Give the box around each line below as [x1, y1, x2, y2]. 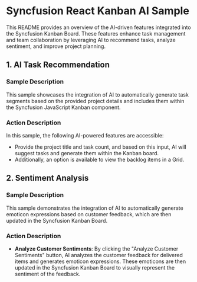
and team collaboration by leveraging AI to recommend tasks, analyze [6, 36, 176, 43]
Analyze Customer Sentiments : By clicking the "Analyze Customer [14, 245, 179, 252]
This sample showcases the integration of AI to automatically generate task [6, 91, 189, 98]
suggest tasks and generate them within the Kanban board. [14, 149, 159, 156]
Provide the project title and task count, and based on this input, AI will [14, 143, 187, 150]
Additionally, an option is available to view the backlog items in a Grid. [14, 156, 185, 163]
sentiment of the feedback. [14, 270, 81, 277]
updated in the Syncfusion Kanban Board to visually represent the [14, 264, 175, 271]
